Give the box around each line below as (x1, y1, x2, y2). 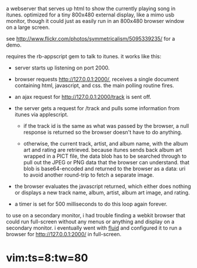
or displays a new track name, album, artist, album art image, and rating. (14, 189, 190, 196)
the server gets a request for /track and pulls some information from (14, 105, 180, 111)
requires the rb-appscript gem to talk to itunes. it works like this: (6, 53, 162, 59)
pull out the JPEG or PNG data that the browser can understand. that (23, 159, 190, 166)
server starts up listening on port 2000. (14, 64, 110, 71)
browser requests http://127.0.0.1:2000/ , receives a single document (14, 76, 179, 82)
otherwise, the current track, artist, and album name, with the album (23, 140, 188, 147)
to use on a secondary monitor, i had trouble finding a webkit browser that (6, 212, 185, 219)
